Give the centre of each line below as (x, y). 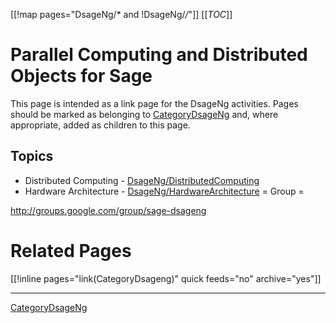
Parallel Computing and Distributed (159, 55)
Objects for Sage (81, 76)
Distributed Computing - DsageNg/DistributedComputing (142, 180)
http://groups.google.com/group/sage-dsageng (108, 210)
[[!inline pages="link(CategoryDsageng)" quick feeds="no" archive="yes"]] (166, 278)
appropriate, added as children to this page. (100, 125)
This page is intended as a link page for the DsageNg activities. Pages (154, 103)
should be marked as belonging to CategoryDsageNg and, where (144, 114)
